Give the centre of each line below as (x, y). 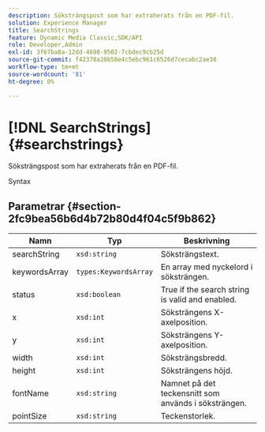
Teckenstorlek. (188, 416)
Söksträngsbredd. (194, 358)
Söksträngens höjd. (196, 370)
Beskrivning (207, 241)
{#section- (94, 206)
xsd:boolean (98, 295)
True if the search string (205, 290)
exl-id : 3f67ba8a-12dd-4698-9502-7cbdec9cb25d (86, 52)
